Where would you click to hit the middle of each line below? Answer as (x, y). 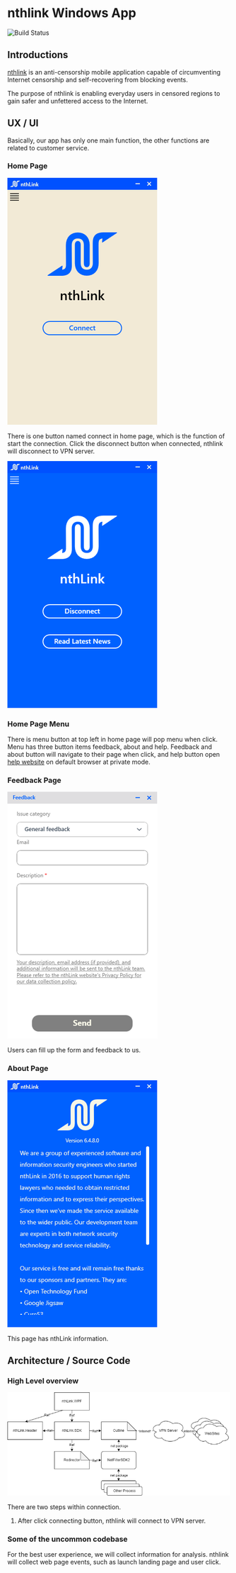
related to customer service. (48, 148)
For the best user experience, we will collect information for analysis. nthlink (118, 1555)
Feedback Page (34, 780)
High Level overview (43, 1381)
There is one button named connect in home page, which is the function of (116, 436)
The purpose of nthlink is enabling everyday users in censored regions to (114, 93)
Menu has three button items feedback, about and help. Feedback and (110, 747)
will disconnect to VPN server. (51, 451)
